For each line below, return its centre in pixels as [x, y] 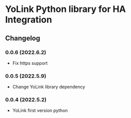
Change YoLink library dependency [49, 87]
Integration [29, 20]
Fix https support [30, 63]
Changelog [23, 38]
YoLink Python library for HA [65, 9]
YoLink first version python [40, 111]
